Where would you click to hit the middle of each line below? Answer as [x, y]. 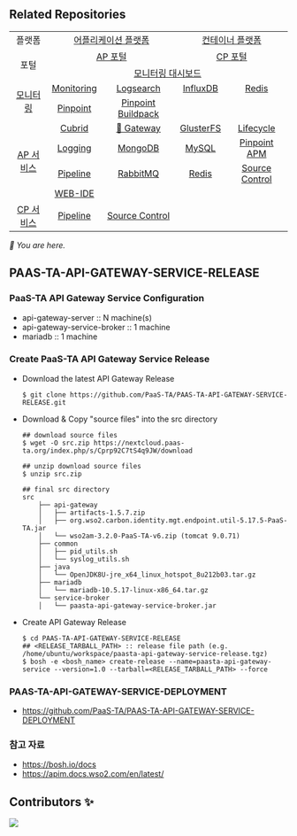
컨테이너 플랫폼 [232, 40]
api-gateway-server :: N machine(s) [87, 317]
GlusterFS [201, 128]
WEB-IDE [74, 193]
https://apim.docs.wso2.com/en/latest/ [93, 774]
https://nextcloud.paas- [139, 443]
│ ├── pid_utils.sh [78, 551]
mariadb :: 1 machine [60, 337]
